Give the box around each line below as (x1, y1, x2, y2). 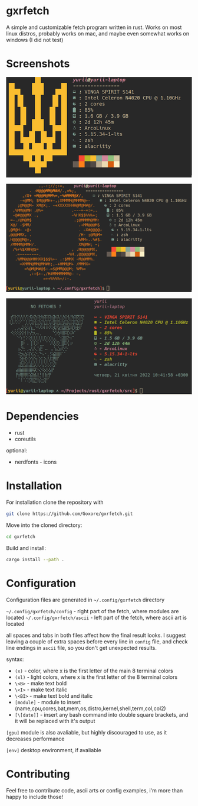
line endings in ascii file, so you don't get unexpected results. (6, 644, 157, 651)
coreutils (14, 436, 37, 443)
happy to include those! (6, 793, 64, 800)
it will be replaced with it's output (14, 717, 95, 724)
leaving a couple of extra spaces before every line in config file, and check (6, 637, 188, 645)
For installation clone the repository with (6, 499, 104, 506)
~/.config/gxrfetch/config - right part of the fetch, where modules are (6, 607, 179, 614)
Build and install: (6, 544, 46, 551)
